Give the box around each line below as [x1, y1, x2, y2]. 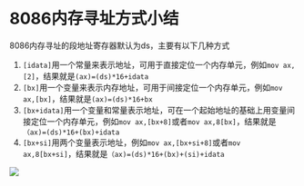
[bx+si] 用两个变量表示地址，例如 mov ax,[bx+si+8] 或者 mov [22, 137, 241, 148]
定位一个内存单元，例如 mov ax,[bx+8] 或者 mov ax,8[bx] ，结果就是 [30, 115, 277, 127]
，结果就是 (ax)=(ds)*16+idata [35, 70, 149, 82]
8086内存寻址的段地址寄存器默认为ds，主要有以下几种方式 [9, 40, 230, 51]
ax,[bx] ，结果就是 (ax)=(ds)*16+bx [22, 93, 153, 104]
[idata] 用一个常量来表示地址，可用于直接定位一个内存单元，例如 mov [22, 59, 279, 70]
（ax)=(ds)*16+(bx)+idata [22, 128, 120, 137]
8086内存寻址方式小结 [9, 8, 179, 29]
